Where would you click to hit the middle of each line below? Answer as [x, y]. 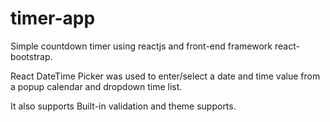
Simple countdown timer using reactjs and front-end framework [141, 46]
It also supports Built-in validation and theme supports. [123, 106]
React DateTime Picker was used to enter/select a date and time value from [165, 76]
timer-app [53, 18]
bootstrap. [31, 56]
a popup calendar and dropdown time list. [96, 86]
